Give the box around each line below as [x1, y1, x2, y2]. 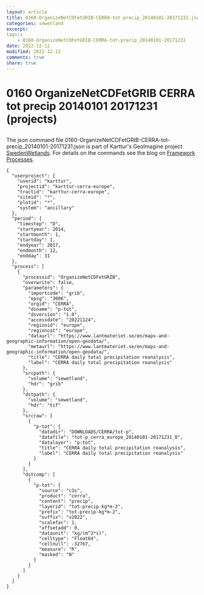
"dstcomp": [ [22, 472, 56, 478]
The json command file [6, 137, 64, 144]
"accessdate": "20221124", [28, 317, 97, 323]
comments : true [6, 54, 45, 60]
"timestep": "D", [17, 221, 61, 227]
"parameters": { [22, 285, 64, 291]
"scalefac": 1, [38, 519, 78, 526]
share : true [6, 60, 36, 66]
